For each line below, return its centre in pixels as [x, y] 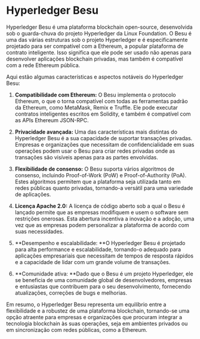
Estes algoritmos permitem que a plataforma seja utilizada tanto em [98, 181]
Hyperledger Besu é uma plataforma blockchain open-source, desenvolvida [99, 27]
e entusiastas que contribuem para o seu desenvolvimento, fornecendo [103, 286]
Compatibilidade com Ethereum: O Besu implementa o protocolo [95, 95]
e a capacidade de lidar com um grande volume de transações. [93, 262]
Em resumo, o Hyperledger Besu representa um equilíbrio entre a [86, 304]
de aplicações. [33, 194]
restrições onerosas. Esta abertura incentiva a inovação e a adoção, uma [104, 219]
